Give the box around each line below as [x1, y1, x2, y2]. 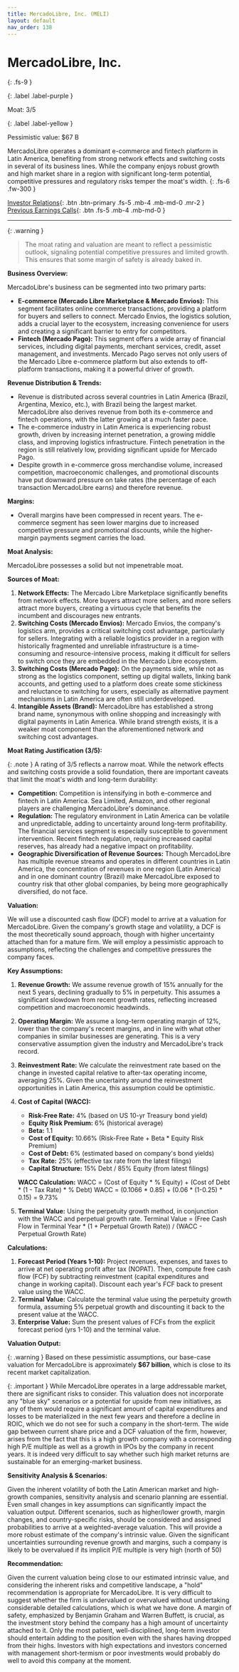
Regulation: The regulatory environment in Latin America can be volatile [17, 812, 230, 820]
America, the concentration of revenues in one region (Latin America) [17, 864, 222, 873]
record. [17, 1047, 40, 1056]
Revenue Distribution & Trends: [7, 379, 102, 387]
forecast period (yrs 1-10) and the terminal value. [17, 1325, 161, 1334]
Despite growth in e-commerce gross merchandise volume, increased [17, 461, 223, 469]
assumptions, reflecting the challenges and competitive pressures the [7, 945, 212, 954]
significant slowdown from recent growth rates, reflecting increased [17, 996, 217, 1004]
